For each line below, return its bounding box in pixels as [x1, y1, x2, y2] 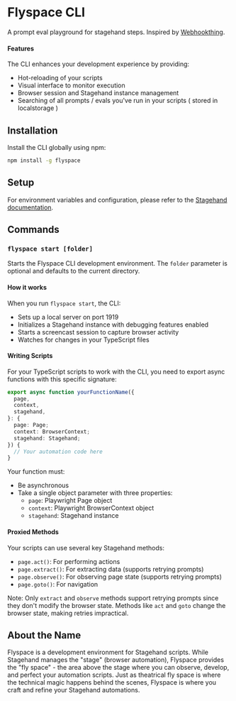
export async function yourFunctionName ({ [7, 388, 135, 396]
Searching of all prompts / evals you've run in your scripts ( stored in [17, 97, 218, 105]
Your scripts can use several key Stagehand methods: [7, 543, 165, 552]
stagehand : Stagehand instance [28, 511, 119, 520]
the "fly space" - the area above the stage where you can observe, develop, [7, 663, 230, 672]
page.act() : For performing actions [17, 557, 120, 565]
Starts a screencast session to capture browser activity [17, 327, 179, 336]
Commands [7, 224, 60, 236]
